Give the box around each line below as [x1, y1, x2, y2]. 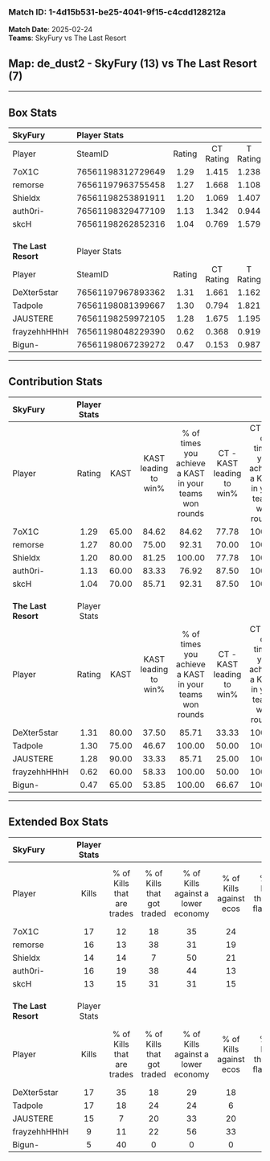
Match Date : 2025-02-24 [8, 25, 93, 35]
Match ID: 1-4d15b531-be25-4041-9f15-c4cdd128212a [8, 6, 227, 18]
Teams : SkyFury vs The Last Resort [8, 33, 127, 43]
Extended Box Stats [8, 815, 108, 829]
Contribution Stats [8, 375, 103, 388]
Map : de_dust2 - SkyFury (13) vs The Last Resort [8, 56, 257, 70]
